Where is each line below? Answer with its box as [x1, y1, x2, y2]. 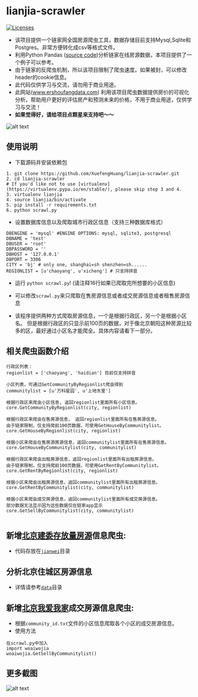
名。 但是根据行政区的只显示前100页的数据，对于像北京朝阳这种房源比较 [14, 320, 192, 327]
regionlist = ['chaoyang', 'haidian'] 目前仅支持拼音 [6, 370, 136, 376]
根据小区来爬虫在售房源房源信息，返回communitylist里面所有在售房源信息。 [6, 439, 169, 446]
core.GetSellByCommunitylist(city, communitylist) [6, 508, 134, 514]
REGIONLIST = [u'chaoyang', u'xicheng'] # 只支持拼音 [6, 268, 138, 274]
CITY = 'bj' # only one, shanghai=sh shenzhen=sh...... [6, 262, 147, 268]
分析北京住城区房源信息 [6, 566, 92, 577]
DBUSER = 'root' [6, 241, 46, 247]
